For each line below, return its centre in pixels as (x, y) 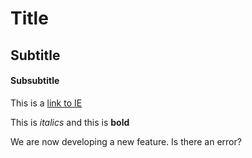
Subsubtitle (35, 81)
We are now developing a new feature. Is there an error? (126, 141)
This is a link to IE (46, 103)
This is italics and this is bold (70, 122)
